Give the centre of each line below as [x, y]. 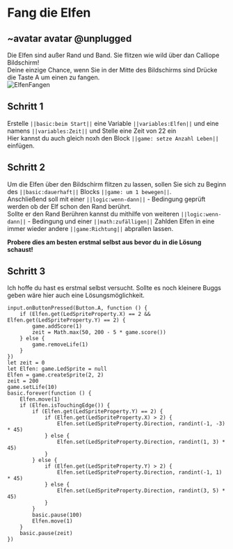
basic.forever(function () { [49, 393]
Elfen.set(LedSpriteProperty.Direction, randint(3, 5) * [141, 491]
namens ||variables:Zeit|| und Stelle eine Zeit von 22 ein [92, 131]
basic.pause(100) [57, 515]
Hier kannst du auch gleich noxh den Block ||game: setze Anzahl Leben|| [113, 138]
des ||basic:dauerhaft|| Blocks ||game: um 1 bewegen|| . [89, 191]
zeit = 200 [23, 381]
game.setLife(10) [32, 388]
